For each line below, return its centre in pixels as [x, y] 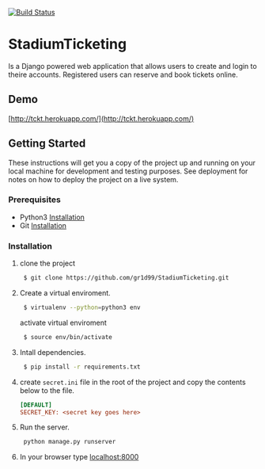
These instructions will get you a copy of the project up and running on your [132, 162]
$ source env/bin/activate [68, 337]
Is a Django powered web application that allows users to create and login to [132, 66]
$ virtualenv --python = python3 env [82, 308]
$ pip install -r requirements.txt [82, 367]
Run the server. [44, 427]
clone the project [47, 263]
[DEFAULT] [36, 405]
